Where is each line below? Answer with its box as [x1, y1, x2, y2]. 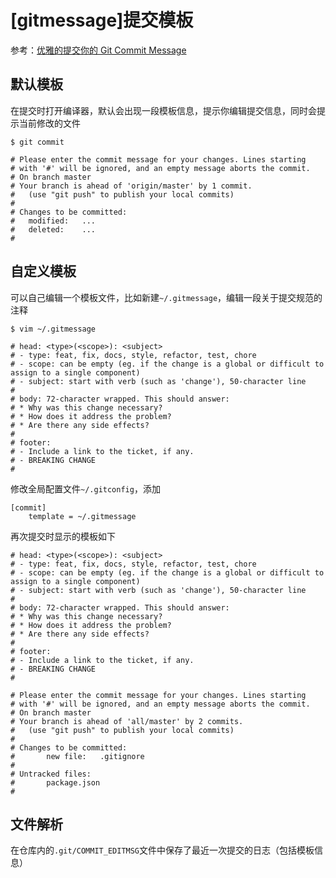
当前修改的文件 [18, 117, 81, 129]
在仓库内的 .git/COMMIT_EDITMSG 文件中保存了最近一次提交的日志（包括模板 [10, 844, 315, 856]
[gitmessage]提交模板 [10, 9, 194, 32]
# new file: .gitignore [10, 751, 145, 761]
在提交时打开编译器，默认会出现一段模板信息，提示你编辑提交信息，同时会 [10, 104, 317, 116]
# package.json [10, 777, 101, 788]
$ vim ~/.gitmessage [10, 324, 97, 334]
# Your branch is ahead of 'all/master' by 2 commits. [10, 716, 244, 726]
